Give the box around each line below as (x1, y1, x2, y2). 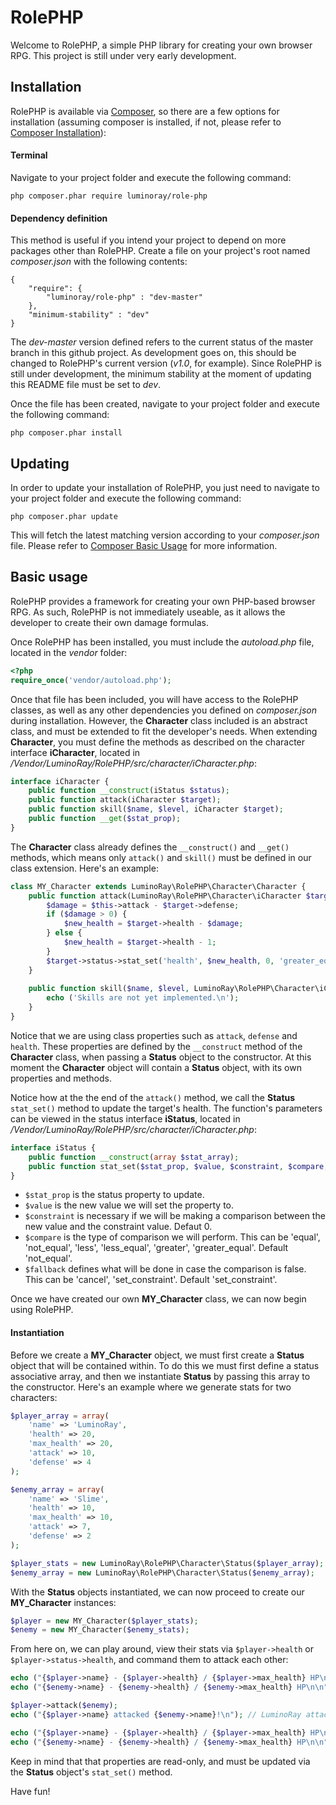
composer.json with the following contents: (10, 256, 188, 268)
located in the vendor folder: (10, 646, 128, 658)
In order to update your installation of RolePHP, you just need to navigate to (10, 481, 320, 493)
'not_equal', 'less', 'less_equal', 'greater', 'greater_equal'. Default (24, 1242, 289, 1254)
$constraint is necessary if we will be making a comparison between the (24, 1210, 326, 1222)
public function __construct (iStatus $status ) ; (28, 786, 230, 796)
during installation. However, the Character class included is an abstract (10, 714, 308, 726)
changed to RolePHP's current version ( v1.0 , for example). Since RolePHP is (10, 357, 322, 370)
